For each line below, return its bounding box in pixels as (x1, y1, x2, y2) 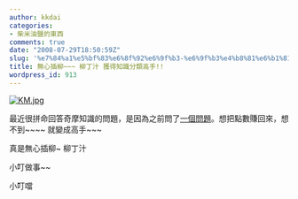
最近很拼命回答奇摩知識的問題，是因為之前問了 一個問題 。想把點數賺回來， (9, 112, 281, 124)
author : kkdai (9, 12, 62, 22)
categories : (9, 21, 53, 30)
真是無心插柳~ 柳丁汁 (9, 142, 87, 153)
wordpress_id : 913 (9, 71, 77, 80)
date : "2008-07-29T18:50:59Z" (9, 46, 122, 55)
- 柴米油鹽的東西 (9, 29, 64, 38)
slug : (9, 54, 29, 63)
